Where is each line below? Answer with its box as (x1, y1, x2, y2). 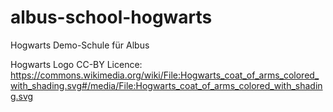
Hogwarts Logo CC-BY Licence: (10, 58, 143, 70)
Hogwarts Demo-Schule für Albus (10, 39, 150, 51)
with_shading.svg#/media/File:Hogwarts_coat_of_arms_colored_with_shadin (10, 79, 323, 91)
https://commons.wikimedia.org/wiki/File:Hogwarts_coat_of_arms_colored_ (10, 69, 320, 81)
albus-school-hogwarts (10, 6, 213, 29)
